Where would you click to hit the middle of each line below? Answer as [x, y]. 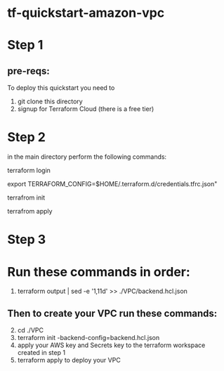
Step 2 [26, 137]
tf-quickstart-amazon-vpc [86, 13]
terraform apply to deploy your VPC [69, 360]
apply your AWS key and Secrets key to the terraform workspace [111, 345]
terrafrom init [26, 197]
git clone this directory [50, 102]
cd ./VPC [31, 330]
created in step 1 [41, 353]
